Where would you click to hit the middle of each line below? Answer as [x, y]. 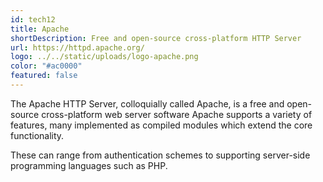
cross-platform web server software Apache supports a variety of [177, 114]
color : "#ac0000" [46, 66]
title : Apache [40, 29]
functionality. [37, 135]
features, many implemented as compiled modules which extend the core [161, 125]
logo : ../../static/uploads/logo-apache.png [104, 57]
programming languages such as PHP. [89, 165]
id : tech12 [33, 19]
